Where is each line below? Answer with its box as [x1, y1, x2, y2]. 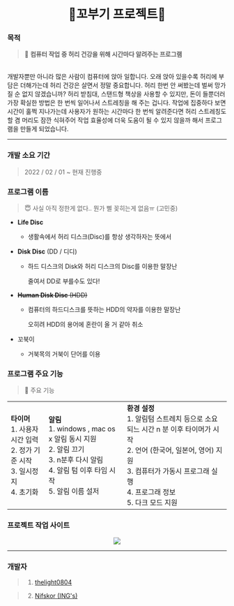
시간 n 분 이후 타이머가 [141, 424, 211, 434]
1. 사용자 [10, 424, 39, 434]
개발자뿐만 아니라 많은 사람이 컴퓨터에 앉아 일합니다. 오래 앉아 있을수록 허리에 [7, 73, 217, 81]
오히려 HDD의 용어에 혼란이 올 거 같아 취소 [27, 320, 143, 329]
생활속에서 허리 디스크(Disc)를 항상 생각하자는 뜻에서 [27, 232, 172, 241]
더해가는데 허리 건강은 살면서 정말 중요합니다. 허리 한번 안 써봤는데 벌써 [19, 81, 214, 89]
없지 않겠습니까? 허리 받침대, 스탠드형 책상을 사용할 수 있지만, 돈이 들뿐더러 [22, 90, 226, 98]
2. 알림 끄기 [48, 445, 85, 454]
